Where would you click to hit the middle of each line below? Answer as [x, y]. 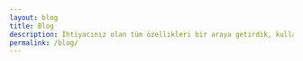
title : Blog [32, 26]
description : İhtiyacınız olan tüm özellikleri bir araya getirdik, [141, 34]
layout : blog [34, 17]
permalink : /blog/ [44, 43]
